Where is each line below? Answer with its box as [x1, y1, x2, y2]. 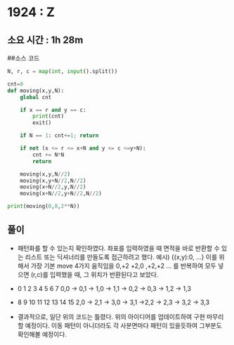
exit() [32, 119, 52, 126]
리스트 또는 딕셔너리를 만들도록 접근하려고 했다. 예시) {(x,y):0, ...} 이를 [25, 252, 218, 261]
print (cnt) [32, 113, 65, 120]
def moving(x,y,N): [7, 87, 65, 94]
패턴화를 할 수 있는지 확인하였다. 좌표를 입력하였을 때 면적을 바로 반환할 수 [17, 244, 220, 252]
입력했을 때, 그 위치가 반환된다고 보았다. [49, 270, 159, 278]
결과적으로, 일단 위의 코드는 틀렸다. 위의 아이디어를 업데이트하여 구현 [17, 312, 205, 320]
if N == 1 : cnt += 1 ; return [20, 132, 99, 139]
